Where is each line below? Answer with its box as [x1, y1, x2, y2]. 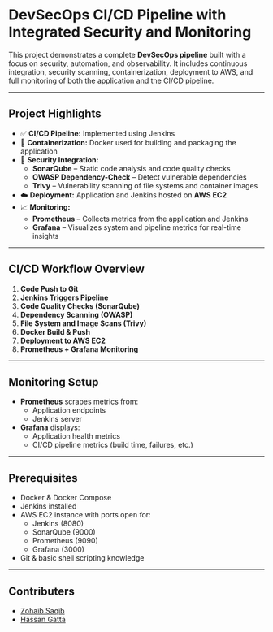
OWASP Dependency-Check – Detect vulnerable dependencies [32, 172, 247, 182]
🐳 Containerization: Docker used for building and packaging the [19, 137, 237, 147]
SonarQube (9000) [32, 527, 96, 537]
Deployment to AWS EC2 [19, 335, 106, 345]
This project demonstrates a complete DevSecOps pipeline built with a [8, 50, 246, 59]
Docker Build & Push [19, 327, 91, 336]
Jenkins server [32, 414, 83, 424]
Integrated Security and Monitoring [8, 23, 252, 41]
